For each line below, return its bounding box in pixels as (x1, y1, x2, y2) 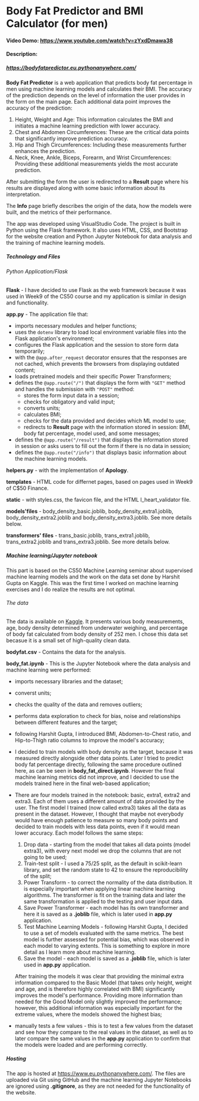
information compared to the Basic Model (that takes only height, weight (14, 979, 192, 987)
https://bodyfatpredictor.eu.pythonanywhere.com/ (6, 64, 137, 71)
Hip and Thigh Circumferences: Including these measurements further (14, 141, 187, 148)
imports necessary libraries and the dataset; (14, 678, 123, 685)
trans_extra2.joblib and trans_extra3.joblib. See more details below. (6, 538, 170, 545)
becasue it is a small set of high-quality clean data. (6, 637, 131, 644)
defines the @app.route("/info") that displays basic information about (14, 449, 187, 456)
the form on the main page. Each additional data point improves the (6, 98, 171, 105)
